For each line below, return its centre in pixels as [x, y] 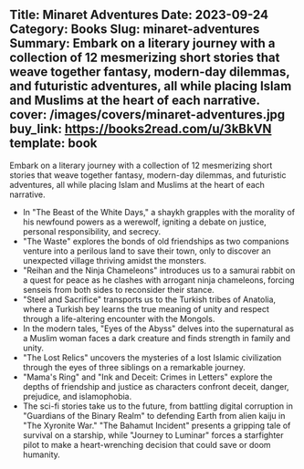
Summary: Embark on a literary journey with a [142, 43]
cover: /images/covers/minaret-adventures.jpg [147, 115]
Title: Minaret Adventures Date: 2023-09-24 [139, 15]
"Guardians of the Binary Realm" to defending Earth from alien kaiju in [154, 415]
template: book [53, 144]
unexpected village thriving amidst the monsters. [115, 260]
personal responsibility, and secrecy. [92, 231]
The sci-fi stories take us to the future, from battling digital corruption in [158, 406]
